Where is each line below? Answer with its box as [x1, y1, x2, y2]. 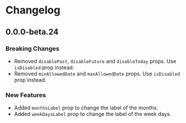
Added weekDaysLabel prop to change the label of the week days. [14, 111, 172, 118]
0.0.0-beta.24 [5, 27, 59, 37]
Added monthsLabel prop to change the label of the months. [14, 104, 158, 111]
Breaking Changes [5, 45, 60, 53]
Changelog [5, 4, 61, 17]
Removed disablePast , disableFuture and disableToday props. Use [14, 57, 177, 64]
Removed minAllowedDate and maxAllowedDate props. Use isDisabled [14, 70, 180, 77]
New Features [5, 91, 46, 99]
